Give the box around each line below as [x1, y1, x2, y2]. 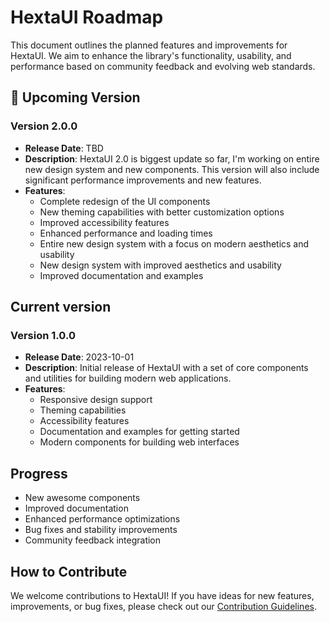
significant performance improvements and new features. [24, 174, 262, 186]
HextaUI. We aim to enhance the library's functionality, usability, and [10, 49, 292, 61]
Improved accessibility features [39, 216, 170, 228]
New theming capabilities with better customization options [39, 206, 285, 218]
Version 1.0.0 [10, 328, 76, 342]
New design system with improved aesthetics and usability [39, 259, 282, 271]
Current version [10, 299, 112, 316]
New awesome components [24, 492, 141, 504]
